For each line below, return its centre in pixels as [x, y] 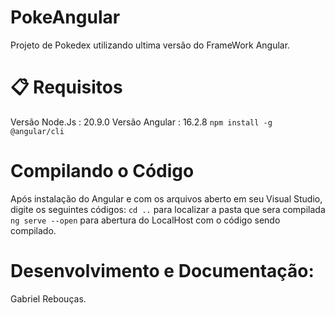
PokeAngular [65, 17]
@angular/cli [37, 131]
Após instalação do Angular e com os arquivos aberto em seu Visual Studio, [166, 198]
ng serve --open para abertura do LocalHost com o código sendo [145, 220]
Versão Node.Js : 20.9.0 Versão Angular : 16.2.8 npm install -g [141, 122]
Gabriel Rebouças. [48, 298]
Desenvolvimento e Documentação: [162, 271]
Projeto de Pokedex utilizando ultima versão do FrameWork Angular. [150, 45]
